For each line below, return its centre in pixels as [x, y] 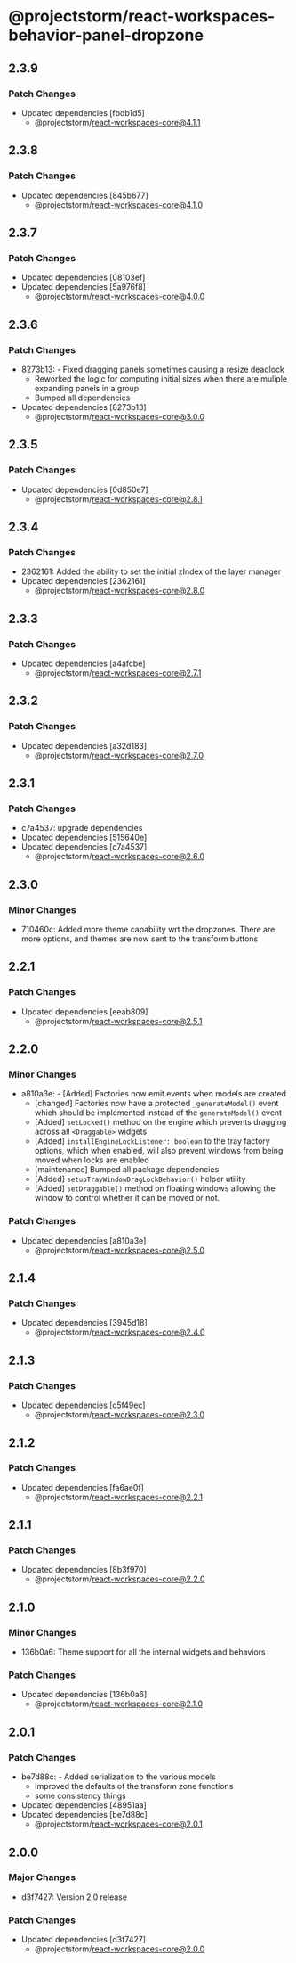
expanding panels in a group [87, 388]
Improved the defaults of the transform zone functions [134, 1786]
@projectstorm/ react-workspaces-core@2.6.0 [120, 857]
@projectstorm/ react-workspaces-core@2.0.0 [120, 1949]
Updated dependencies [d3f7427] [84, 1940]
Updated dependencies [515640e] [84, 838]
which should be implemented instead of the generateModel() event [158, 1113]
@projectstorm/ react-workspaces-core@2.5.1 [118, 1021]
